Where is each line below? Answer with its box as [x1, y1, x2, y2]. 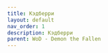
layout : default [7, 17, 54, 23]
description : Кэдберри [7, 29, 73, 36]
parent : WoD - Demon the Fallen [7, 36, 101, 43]
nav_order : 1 [7, 23, 45, 30]
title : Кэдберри [7, 10, 54, 17]
